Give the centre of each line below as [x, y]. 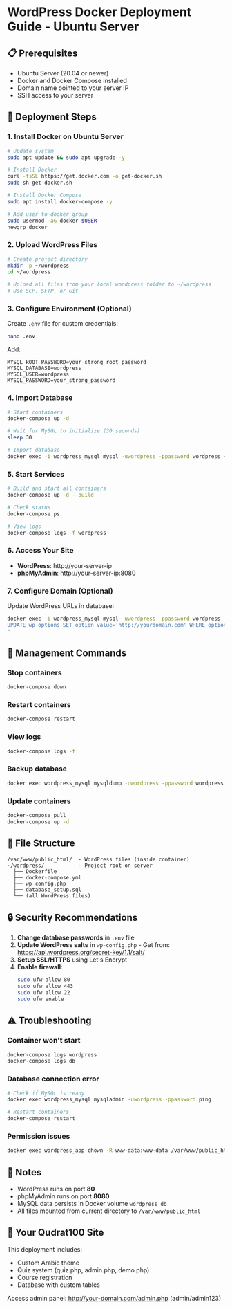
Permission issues [39, 1136]
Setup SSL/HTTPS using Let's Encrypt [72, 960]
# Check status [29, 507]
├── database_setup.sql [47, 890]
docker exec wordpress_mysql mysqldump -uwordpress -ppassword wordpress [116, 783]
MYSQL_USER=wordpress [38, 374]
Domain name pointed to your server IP [73, 88]
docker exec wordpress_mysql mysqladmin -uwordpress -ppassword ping [109, 1100]
